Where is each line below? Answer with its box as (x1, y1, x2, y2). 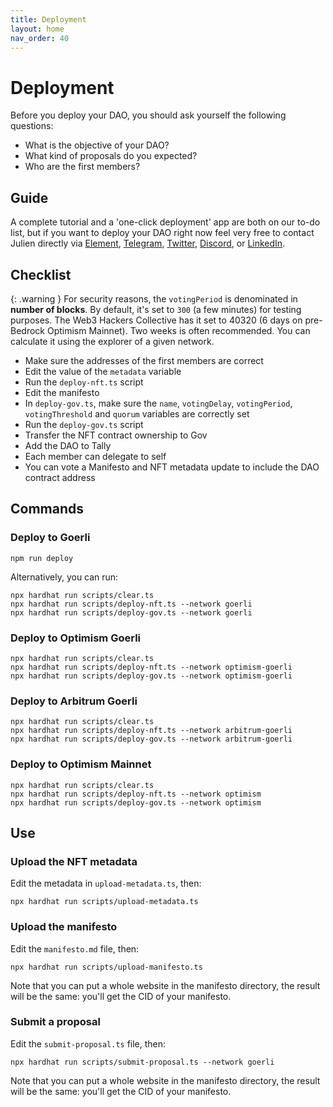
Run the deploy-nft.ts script (24, 376, 144, 388)
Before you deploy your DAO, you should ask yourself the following (10, 109, 287, 121)
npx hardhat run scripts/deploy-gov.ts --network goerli (10, 607, 253, 618)
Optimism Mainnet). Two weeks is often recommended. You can (46, 324, 311, 336)
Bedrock (10, 324, 46, 336)
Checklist (10, 266, 72, 283)
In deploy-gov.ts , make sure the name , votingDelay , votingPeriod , (24, 397, 293, 409)
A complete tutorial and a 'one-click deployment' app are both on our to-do (10, 216, 321, 228)
